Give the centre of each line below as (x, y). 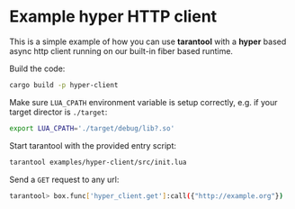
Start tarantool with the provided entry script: (93, 145)
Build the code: (37, 68)
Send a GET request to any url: (64, 179)
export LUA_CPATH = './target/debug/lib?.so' (92, 128)
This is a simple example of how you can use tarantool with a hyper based (148, 41)
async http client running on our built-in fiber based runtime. (121, 50)
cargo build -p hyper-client (64, 85)
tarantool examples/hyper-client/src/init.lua (98, 162)
